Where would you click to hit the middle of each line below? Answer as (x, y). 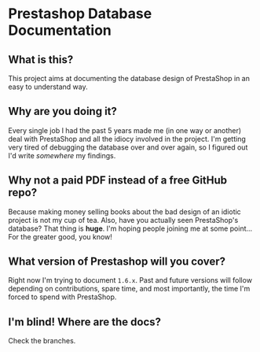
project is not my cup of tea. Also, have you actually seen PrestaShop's (123, 220)
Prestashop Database (80, 14)
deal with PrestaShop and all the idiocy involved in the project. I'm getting (127, 139)
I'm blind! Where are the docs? (85, 322)
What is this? (41, 59)
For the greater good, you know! (60, 236)
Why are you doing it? (63, 111)
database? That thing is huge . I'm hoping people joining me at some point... (130, 228)
